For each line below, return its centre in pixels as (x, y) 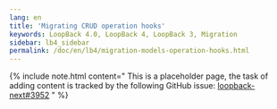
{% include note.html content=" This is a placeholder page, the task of (139, 76)
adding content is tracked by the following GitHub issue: (113, 86)
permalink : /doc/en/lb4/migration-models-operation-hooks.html (130, 51)
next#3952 (29, 96)
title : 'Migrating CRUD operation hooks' (88, 26)
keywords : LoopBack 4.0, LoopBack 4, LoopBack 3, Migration (124, 34)
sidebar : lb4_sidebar (50, 42)
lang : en (25, 17)
